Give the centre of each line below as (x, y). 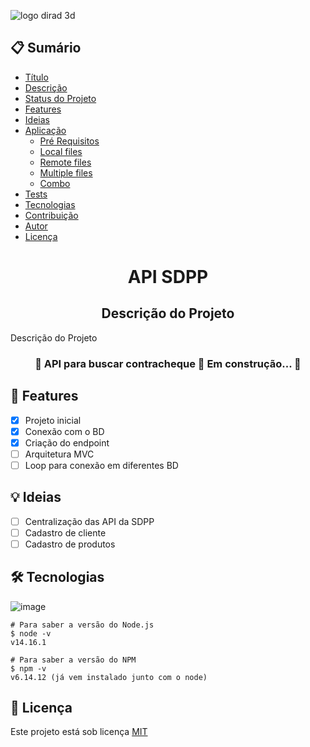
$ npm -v (28, 668)
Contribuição (51, 215)
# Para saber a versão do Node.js (82, 625)
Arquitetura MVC (59, 454)
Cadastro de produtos (70, 544)
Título (36, 77)
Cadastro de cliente (65, 532)
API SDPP (168, 277)
